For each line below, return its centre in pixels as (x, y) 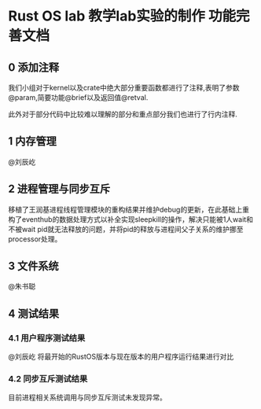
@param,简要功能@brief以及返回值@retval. (78, 98)
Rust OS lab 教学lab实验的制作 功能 (122, 16)
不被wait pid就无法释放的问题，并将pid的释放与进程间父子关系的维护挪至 (126, 229)
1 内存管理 (33, 141)
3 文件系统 (33, 266)
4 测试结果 (34, 313)
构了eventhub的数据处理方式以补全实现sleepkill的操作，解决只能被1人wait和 (131, 219)
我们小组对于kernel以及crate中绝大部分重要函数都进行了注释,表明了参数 (124, 88)
